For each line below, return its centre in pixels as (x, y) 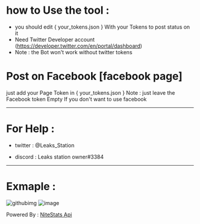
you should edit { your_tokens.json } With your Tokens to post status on (102, 27)
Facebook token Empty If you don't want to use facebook (76, 99)
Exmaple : (31, 186)
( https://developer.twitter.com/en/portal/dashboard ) (79, 46)
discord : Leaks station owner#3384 (59, 157)
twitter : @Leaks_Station (44, 145)
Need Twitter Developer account (55, 39)
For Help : (30, 129)
